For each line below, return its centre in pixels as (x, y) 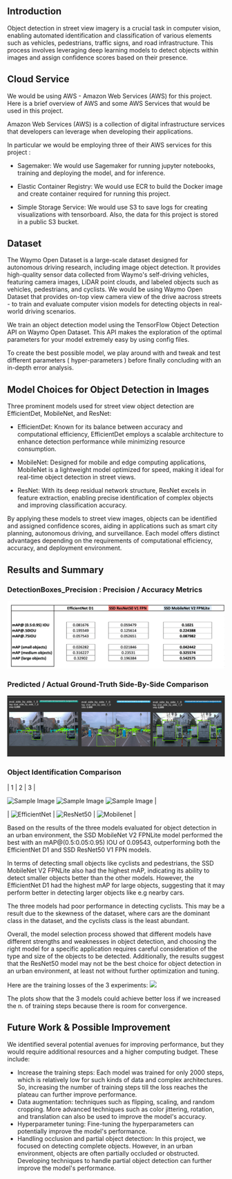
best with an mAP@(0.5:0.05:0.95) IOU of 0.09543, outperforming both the (114, 842)
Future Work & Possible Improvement (89, 1028)
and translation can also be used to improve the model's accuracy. (112, 1116)
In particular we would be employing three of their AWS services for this (109, 145)
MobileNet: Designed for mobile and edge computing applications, (112, 462)
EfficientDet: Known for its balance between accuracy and (100, 427)
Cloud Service (38, 79)
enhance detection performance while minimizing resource (101, 441)
